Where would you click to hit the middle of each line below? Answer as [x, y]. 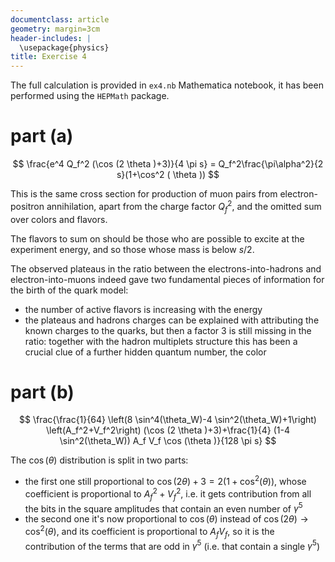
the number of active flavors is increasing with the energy [143, 309]
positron [27, 206]
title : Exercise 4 [48, 57]
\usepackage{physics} [64, 47]
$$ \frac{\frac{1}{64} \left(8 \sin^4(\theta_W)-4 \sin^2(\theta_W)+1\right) [168, 420]
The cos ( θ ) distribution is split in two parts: [99, 460]
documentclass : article [60, 19]
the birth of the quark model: [69, 290]
